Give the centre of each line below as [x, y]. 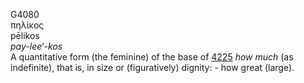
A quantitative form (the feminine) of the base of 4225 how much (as [152, 57]
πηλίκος [27, 25]
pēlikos [25, 35]
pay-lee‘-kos [36, 46]
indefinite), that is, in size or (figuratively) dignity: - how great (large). [152, 67]
